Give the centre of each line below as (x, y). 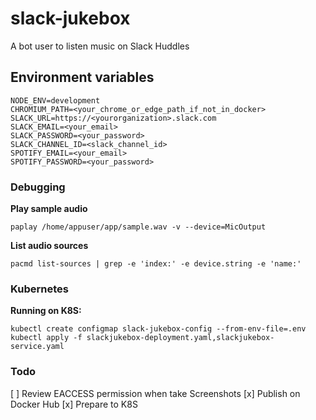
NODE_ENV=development (55, 100)
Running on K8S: (46, 311)
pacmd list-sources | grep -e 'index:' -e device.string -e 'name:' (156, 264)
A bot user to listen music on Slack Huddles (100, 46)
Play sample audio (49, 209)
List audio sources (49, 246)
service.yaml (37, 347)
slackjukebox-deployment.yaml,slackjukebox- (180, 338)
